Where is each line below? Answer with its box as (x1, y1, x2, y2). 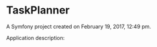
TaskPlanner (6, 4, 70, 17)
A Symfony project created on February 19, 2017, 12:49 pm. (6, 23, 151, 30)
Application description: (6, 34, 65, 41)
